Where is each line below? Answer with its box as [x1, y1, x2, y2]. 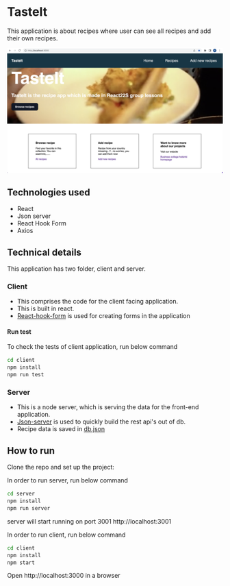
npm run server [7, 504, 51, 511]
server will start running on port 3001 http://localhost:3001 [7, 517, 172, 525]
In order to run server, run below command [7, 476, 129, 485]
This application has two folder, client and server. [7, 265, 146, 273]
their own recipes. [7, 34, 58, 42]
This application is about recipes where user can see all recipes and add [7, 27, 212, 35]
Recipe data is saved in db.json [16, 425, 105, 433]
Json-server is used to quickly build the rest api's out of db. [16, 417, 186, 426]
